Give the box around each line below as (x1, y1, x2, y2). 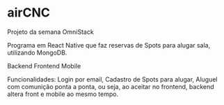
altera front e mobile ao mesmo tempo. (7, 90, 119, 98)
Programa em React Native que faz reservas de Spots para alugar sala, (7, 41, 211, 49)
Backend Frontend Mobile (7, 61, 81, 70)
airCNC (7, 5, 51, 21)
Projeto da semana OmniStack (7, 28, 94, 36)
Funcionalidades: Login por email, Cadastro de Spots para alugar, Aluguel (7, 75, 218, 84)
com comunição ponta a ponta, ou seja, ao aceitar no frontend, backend (7, 82, 214, 90)
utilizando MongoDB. (7, 48, 67, 57)
